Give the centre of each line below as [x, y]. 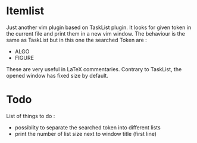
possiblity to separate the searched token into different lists [87, 127]
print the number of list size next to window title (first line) [85, 134]
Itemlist [25, 11]
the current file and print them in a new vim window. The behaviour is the [96, 33]
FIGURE [24, 58]
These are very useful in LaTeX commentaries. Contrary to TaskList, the [94, 69]
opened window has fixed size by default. [57, 75]
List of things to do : [31, 116]
